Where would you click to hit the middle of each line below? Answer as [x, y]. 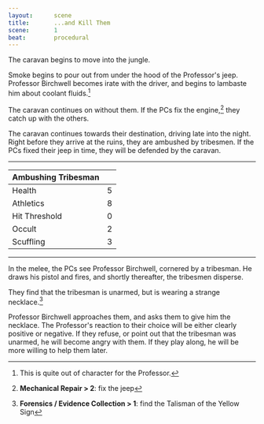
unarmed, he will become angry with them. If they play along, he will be [124, 342]
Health [24, 190]
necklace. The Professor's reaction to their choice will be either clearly [123, 325]
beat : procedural [49, 37]
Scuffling [29, 241]
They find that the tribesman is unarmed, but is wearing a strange [114, 292]
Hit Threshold [37, 216]
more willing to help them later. [58, 351]
